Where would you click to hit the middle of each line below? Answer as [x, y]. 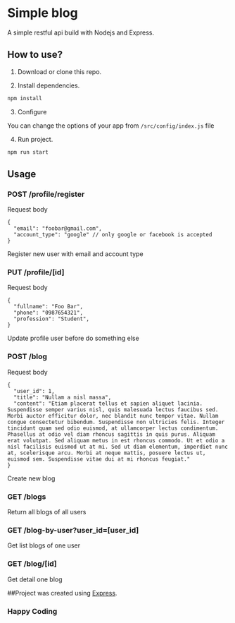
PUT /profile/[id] [36, 272]
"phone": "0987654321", [48, 313]
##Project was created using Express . [62, 593]
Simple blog [43, 13]
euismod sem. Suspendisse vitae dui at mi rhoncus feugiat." [99, 459]
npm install [25, 98]
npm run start [28, 152]
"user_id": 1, [34, 391]
